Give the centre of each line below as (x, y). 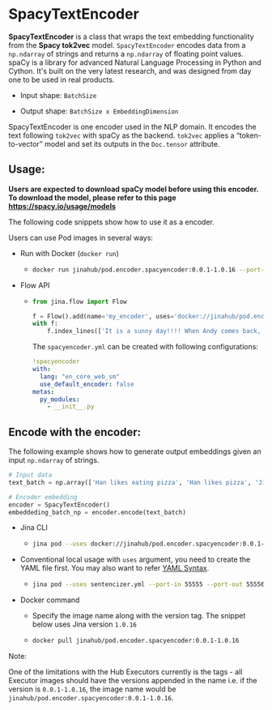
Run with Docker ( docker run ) (69, 253)
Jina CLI (34, 528)
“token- (249, 135)
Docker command (50, 600)
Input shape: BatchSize (58, 95)
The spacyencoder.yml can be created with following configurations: (145, 347)
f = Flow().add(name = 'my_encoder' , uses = (103, 316)
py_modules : (59, 399)
